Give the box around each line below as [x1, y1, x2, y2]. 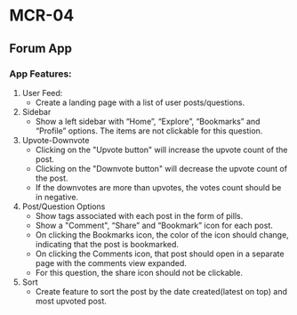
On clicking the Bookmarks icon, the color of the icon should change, [35, 229, 289, 240]
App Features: [9, 68, 73, 80]
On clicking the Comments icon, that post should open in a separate [35, 248, 285, 259]
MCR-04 [9, 5, 75, 26]
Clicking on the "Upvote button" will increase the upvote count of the [35, 144, 288, 155]
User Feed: [21, 87, 63, 98]
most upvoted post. [35, 295, 107, 306]
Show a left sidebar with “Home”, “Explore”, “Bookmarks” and [35, 116, 261, 126]
